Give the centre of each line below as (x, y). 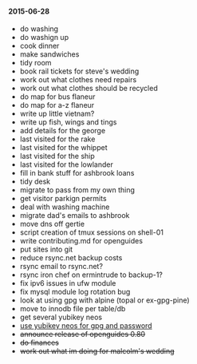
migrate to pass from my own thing (77, 190)
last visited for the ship (57, 156)
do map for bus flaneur (57, 97)
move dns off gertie (52, 224)
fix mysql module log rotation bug (75, 292)
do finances (39, 342)
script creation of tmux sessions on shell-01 (91, 232)
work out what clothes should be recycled (89, 89)
